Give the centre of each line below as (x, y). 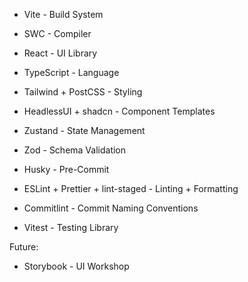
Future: (24, 247)
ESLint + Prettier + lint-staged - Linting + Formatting (131, 188)
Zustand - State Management (84, 130)
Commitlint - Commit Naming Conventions (111, 208)
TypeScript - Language (71, 72)
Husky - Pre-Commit (66, 169)
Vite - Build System (63, 14)
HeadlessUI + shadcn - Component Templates (119, 111)
